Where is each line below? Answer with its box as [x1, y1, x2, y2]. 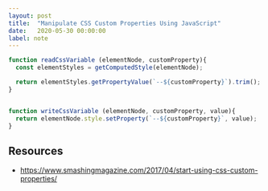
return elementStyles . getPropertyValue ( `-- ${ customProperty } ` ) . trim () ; [15, 78, 262, 86]
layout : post [8, 11, 52, 20]
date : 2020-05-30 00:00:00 [8, 26, 106, 35]
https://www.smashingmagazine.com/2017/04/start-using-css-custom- [19, 165, 258, 175]
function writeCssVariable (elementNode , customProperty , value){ [8, 107, 236, 115]
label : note [8, 34, 48, 43]
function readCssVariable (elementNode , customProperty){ [8, 56, 207, 64]
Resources [8, 144, 64, 157]
